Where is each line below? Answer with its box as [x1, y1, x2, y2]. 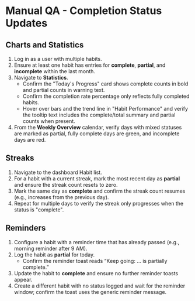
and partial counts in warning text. [22, 87, 105, 93]
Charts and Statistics [5, 40, 84, 50]
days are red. [13, 136, 46, 143]
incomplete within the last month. [13, 68, 96, 74]
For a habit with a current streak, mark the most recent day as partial [13, 175, 180, 182]
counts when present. [22, 118, 75, 124]
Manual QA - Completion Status [5, 4, 162, 18]
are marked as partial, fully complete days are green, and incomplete [13, 130, 180, 137]
